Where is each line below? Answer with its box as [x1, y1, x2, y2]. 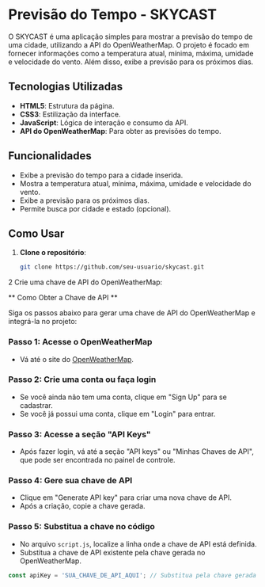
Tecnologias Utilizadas [8, 80, 123, 93]
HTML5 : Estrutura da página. [19, 101, 115, 110]
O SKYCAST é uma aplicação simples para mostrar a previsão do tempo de [8, 32, 253, 41]
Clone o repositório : [19, 248, 87, 257]
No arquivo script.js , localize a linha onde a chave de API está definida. [19, 539, 257, 548]
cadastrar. [19, 400, 53, 410]
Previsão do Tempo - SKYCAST [8, 6, 218, 24]
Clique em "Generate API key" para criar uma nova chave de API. [19, 493, 232, 502]
